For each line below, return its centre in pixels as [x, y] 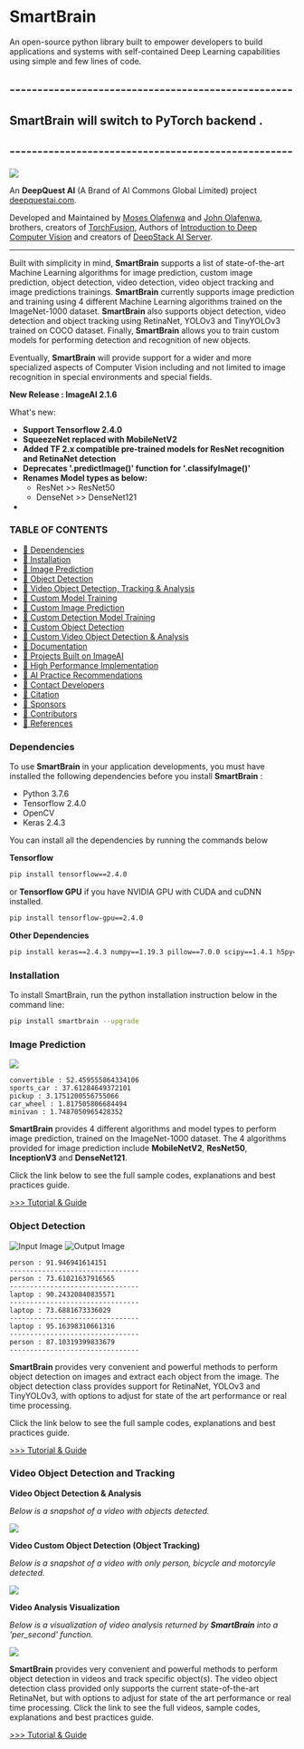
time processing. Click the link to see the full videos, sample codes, [135, 1707]
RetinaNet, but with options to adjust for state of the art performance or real [150, 1697]
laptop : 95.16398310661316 [62, 1326]
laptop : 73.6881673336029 [60, 1310]
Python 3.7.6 [46, 794]
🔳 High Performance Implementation [90, 665]
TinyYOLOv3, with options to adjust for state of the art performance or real [148, 1395]
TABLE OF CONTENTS [59, 530]
